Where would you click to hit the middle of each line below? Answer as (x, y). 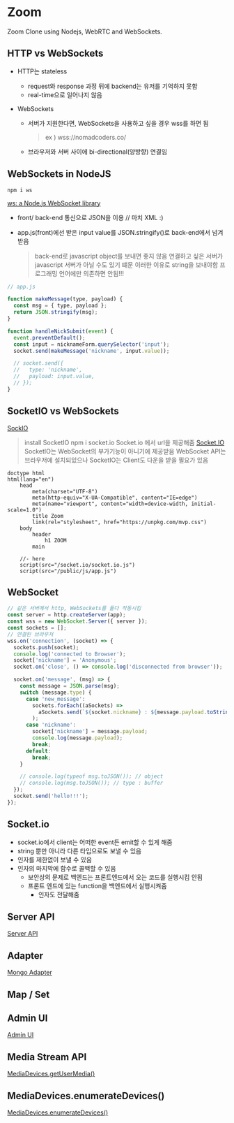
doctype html (26, 473)
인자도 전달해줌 (59, 894)
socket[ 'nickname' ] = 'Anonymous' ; (65, 660)
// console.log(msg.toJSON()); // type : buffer (92, 783)
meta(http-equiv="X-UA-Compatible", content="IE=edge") (115, 498)
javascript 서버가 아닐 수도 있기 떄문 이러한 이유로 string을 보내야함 (126, 265)
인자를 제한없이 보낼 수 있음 (55, 860)
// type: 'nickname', (48, 370)
